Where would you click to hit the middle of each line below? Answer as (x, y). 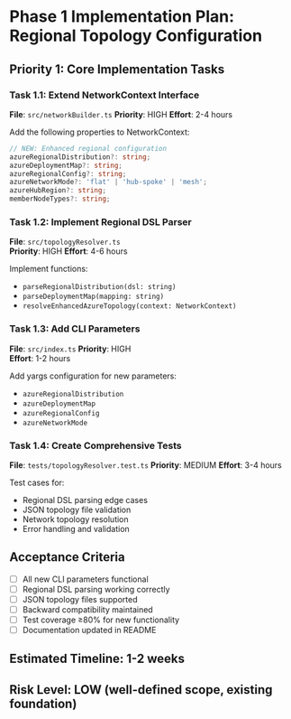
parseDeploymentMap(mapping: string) (93, 297)
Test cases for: (37, 482)
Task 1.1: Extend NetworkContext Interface (105, 95)
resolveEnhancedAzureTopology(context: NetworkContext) (129, 306)
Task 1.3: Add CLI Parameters (75, 329)
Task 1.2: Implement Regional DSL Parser (100, 221)
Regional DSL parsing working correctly (96, 589)
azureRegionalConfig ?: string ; (68, 173)
